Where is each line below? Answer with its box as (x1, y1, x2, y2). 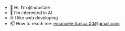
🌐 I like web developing (9, 15, 58, 20)
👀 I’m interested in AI (9, 10, 53, 15)
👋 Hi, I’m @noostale (9, 5, 51, 10)
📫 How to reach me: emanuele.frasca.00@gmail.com (9, 21, 120, 26)
